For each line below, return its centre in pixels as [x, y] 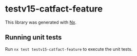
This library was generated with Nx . [41, 22]
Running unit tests [33, 37]
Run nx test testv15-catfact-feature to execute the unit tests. [69, 49]
